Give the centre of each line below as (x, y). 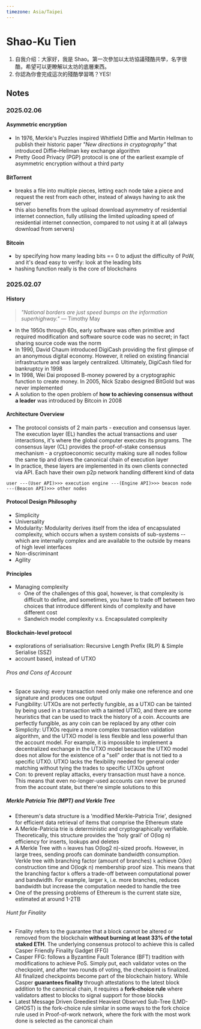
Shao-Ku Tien (41, 41)
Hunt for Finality (26, 913)
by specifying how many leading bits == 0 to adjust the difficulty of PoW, (105, 256)
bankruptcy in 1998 (39, 368)
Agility (23, 560)
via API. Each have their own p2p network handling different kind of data (104, 472)
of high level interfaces (43, 547)
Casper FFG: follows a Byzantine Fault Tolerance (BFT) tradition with (100, 957)
